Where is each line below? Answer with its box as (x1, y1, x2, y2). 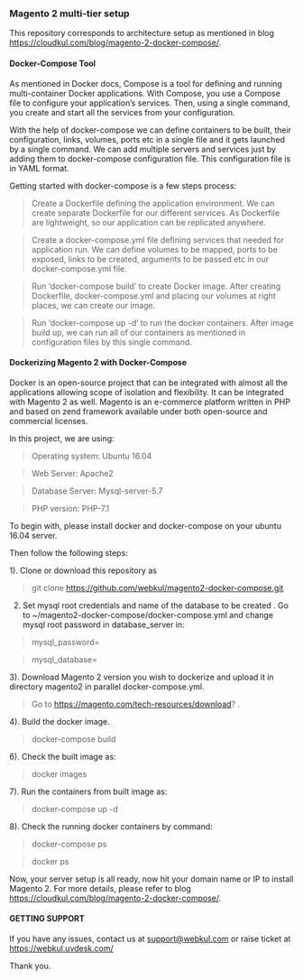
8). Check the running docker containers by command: (9, 820, 214, 832)
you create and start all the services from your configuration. (9, 106, 236, 117)
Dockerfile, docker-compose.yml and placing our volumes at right (31, 290, 277, 300)
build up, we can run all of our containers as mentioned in (31, 327, 246, 337)
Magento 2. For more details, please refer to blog (9, 883, 191, 893)
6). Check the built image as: (9, 751, 116, 762)
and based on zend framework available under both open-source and (9, 405, 268, 417)
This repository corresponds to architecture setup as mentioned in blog (9, 28, 275, 39)
